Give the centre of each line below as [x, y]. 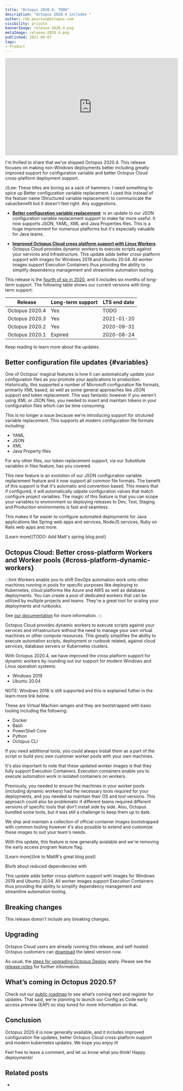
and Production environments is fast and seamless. [57, 507]
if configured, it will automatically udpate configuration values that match [79, 491]
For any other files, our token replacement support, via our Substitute [75, 461]
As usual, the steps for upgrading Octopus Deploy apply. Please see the [78, 961]
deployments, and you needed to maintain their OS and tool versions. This [80, 796]
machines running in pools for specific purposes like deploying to [72, 585]
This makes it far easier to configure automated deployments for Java [76, 517]
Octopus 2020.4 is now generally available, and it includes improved [75, 1032]
